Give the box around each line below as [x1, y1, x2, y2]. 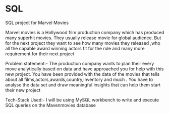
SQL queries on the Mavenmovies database [5, 102, 96, 108]
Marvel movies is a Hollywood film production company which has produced [5, 29, 164, 35]
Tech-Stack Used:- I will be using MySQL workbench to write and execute [5, 96, 159, 103]
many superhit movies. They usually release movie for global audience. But [5, 35, 161, 41]
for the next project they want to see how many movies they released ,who [5, 40, 160, 46]
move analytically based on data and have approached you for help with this [5, 66, 164, 72]
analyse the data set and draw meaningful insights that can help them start [5, 81, 161, 88]
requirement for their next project [5, 51, 75, 57]
